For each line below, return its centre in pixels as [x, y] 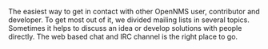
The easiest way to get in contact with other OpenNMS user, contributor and [134, 11]
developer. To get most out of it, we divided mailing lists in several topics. [129, 20]
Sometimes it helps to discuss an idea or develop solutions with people [125, 28]
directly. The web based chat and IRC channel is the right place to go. [123, 36]
